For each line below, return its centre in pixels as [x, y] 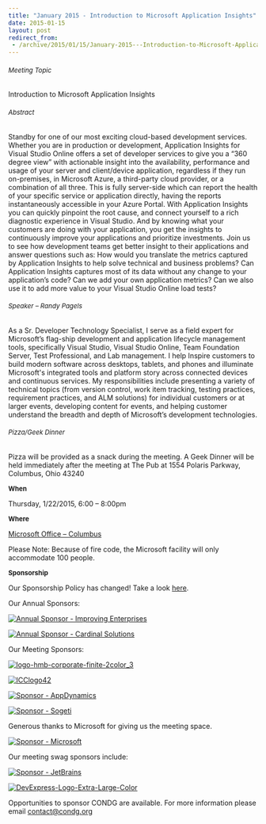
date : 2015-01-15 [37, 23]
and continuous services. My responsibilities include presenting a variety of [131, 380]
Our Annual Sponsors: [44, 603]
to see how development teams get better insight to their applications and [129, 246]
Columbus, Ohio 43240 [46, 473]
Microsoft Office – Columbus [55, 534]
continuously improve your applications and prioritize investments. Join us [129, 238]
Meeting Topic [30, 70]
